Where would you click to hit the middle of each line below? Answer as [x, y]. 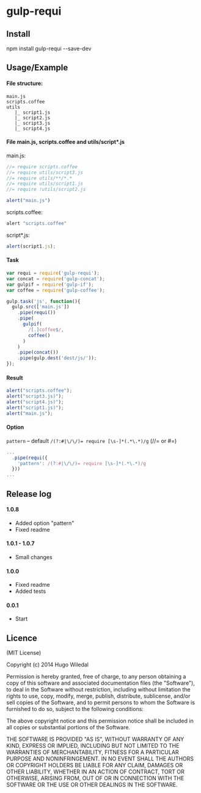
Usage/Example [37, 68]
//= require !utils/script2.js [46, 190]
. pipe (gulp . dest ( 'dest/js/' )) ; [57, 358]
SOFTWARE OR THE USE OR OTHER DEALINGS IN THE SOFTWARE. [92, 785]
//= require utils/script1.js [45, 184]
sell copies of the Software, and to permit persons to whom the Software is [101, 702]
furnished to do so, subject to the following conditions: [75, 709]
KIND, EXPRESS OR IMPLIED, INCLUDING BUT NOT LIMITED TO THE [93, 746]
